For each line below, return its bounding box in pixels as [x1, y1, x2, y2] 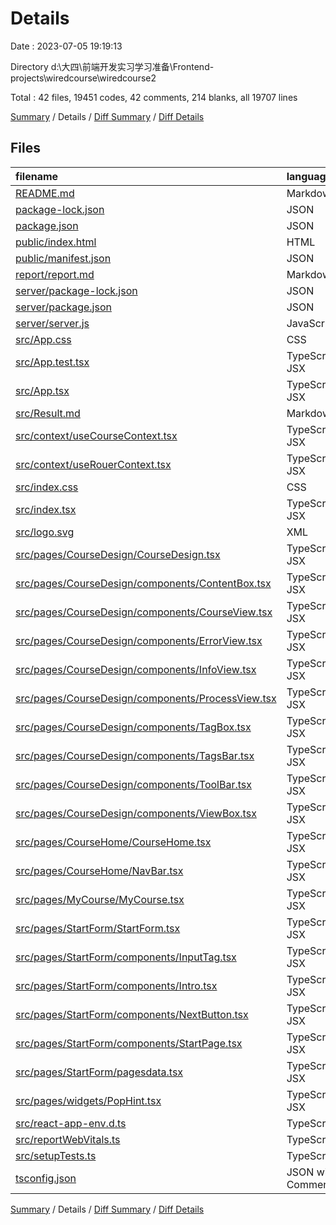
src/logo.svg [15, 525, 75, 539]
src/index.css [15, 480, 79, 494]
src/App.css [15, 332, 72, 346]
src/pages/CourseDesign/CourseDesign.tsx [15, 547, 221, 561]
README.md [15, 186, 75, 200]
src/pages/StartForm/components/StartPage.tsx [15, 1036, 243, 1050]
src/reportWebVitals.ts [15, 1132, 121, 1146]
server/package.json [15, 300, 112, 314]
